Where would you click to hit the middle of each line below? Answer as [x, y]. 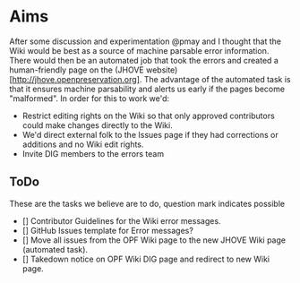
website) [162, 70]
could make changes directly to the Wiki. [97, 125]
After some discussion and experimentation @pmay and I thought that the [146, 41]
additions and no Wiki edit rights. [83, 144]
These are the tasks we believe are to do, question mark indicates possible [147, 203]
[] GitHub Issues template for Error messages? [108, 230]
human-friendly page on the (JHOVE [77, 70]
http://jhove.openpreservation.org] [76, 79]
